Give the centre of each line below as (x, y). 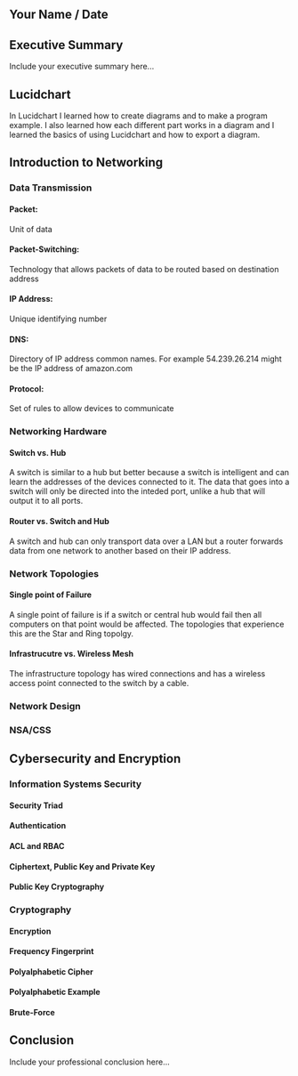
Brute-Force (32, 1013)
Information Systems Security (76, 784)
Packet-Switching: (44, 249)
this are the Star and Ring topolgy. (72, 633)
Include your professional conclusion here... (90, 1062)
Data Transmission (51, 188)
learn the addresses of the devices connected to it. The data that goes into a (149, 482)
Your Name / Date (59, 15)
